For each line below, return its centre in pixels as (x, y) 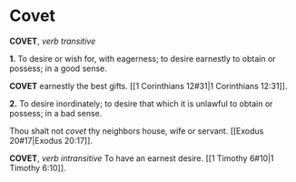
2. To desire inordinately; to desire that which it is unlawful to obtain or (141, 103)
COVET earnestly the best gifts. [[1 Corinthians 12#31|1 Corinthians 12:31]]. (148, 86)
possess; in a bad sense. (56, 113)
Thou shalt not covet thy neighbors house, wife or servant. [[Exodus (137, 131)
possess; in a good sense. (58, 68)
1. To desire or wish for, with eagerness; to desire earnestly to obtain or (143, 58)
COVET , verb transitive (53, 41)
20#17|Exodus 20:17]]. (51, 140)
